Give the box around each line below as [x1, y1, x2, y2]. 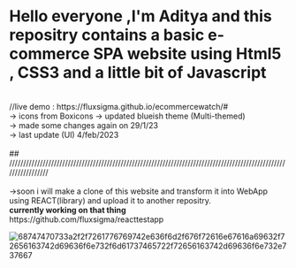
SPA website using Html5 [92, 44, 282, 64]
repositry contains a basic [9, 25, 205, 45]
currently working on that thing [9, 204, 126, 215]
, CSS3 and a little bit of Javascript [9, 63, 267, 83]
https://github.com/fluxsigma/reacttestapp [9, 214, 164, 225]
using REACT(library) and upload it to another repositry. [9, 195, 212, 205]
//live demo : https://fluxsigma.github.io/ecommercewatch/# [9, 101, 229, 111]
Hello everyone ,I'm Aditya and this [9, 6, 272, 27]
